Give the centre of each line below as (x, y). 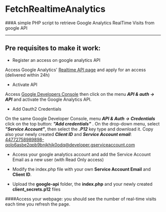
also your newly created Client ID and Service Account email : (68, 134)
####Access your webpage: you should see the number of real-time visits (81, 199)
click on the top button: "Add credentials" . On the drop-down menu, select (83, 124)
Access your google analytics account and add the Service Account (82, 154)
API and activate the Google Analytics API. (48, 99)
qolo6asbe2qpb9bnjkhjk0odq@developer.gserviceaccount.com (70, 145)
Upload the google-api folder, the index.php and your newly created (82, 184)
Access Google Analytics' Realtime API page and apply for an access (76, 70)
